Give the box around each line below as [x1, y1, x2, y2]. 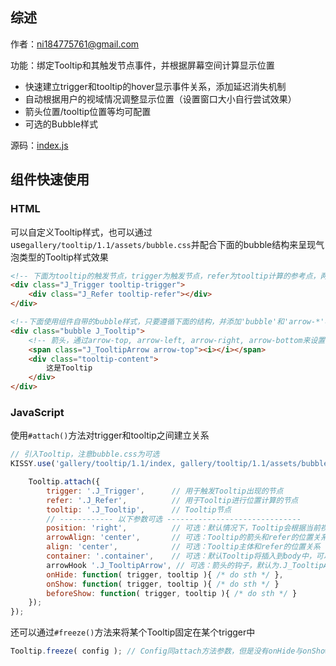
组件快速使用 [10, 171, 90, 188]
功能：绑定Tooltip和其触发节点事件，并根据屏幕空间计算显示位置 [10, 59, 275, 71]
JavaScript [10, 405, 65, 419]
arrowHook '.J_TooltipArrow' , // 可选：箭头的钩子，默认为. [46, 560, 284, 570]
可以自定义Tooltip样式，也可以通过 [10, 226, 153, 238]
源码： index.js [10, 139, 69, 151]
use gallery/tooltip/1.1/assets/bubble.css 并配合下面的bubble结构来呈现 [10, 238, 317, 250]
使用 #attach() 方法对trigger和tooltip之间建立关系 [10, 429, 210, 442]
